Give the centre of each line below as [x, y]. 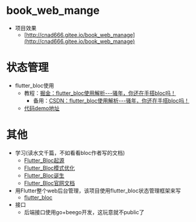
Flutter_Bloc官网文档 [49, 183]
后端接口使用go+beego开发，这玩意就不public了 [84, 212]
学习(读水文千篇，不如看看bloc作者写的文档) [70, 152]
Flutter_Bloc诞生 [44, 175]
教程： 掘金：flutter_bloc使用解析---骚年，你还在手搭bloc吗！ [100, 93]
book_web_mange [53, 11]
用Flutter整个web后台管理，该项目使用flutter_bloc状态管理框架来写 [98, 191]
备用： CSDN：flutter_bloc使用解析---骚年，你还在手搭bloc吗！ [111, 100]
